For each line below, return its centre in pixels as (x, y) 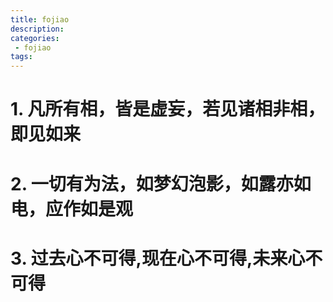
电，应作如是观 (72, 208)
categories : (35, 38)
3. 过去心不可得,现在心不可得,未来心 (158, 258)
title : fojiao (40, 19)
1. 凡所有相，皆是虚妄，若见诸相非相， (168, 109)
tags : (21, 57)
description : (37, 29)
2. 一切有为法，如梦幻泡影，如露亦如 (161, 183)
